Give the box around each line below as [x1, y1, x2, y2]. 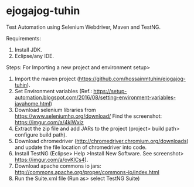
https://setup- [93, 87, 127, 94]
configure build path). [14, 131, 67, 138]
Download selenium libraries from [14, 106, 96, 113]
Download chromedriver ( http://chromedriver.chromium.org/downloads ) [14, 137, 189, 144]
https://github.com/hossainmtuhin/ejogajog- [79, 75, 186, 82]
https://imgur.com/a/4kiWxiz [14, 118, 84, 125]
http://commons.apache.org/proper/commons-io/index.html [14, 168, 160, 175]
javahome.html [14, 100, 51, 107]
